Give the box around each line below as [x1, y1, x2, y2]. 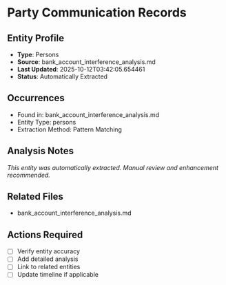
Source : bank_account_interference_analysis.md [17, 58, 156, 66]
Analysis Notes [7, 145, 74, 157]
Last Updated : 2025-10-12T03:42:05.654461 [17, 65, 145, 73]
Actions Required [7, 229, 83, 240]
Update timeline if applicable [17, 271, 99, 279]
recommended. [7, 171, 50, 179]
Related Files [7, 191, 64, 202]
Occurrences [7, 92, 65, 104]
